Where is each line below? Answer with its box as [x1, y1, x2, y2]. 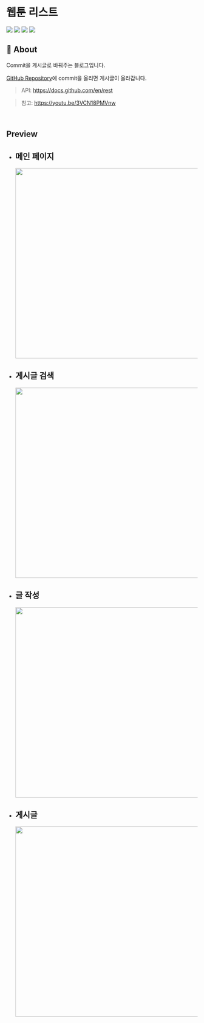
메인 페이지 [15, 151, 55, 161]
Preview [6, 129, 38, 139]
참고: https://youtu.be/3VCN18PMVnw [21, 99, 116, 107]
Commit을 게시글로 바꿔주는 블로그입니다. [6, 62, 106, 69]
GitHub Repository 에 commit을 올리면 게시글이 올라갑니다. [6, 74, 147, 82]
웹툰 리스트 [6, 5, 58, 19]
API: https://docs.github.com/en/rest [21, 86, 114, 94]
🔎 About [6, 44, 38, 55]
